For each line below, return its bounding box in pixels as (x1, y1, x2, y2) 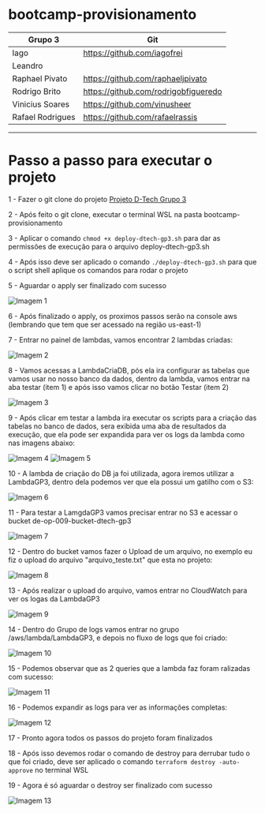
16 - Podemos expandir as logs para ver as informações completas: (8, 702, 227, 712)
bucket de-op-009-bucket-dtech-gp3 (8, 515, 132, 526)
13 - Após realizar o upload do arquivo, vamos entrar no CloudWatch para (8, 586, 248, 595)
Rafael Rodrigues (12, 111, 76, 122)
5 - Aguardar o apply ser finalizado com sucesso (8, 280, 167, 290)
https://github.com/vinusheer (82, 99, 192, 110)
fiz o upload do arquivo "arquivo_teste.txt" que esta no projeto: (8, 555, 213, 564)
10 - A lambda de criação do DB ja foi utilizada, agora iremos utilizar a (8, 468, 234, 478)
